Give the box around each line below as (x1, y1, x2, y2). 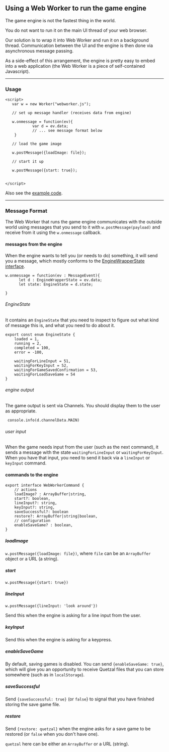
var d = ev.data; (32, 124, 69, 129)
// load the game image (12, 142, 62, 147)
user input (5, 428, 27, 434)
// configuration (14, 518, 51, 524)
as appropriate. (5, 408, 37, 414)
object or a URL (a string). (5, 556, 59, 562)
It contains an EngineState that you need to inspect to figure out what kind (5, 317, 159, 323)
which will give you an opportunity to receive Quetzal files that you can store (5, 667, 164, 673)
